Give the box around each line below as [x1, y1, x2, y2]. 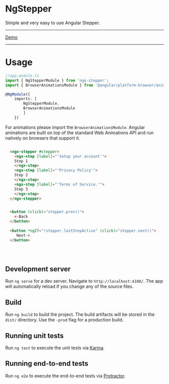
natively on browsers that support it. [5, 135, 80, 141]
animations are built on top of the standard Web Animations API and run [5, 130, 154, 136]
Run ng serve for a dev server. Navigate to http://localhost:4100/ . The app [5, 278, 163, 284]
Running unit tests [5, 331, 64, 340]
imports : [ [14, 96, 37, 101]
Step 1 [14, 158, 28, 164]
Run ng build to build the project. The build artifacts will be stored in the [5, 311, 155, 317]
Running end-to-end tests [5, 359, 89, 368]
